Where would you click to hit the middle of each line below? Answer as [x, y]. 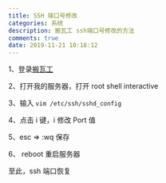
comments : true [34, 38]
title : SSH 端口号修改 [43, 16]
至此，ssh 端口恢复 [40, 171]
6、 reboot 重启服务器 [44, 154]
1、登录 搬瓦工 [31, 70]
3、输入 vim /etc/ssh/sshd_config [65, 103]
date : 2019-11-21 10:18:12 [53, 46]
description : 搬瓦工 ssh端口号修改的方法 [71, 30]
